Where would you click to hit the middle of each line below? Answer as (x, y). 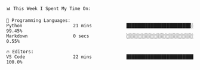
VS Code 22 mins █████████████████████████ (100, 57)
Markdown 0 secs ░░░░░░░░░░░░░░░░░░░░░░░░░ (100, 36)
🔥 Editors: (20, 52)
